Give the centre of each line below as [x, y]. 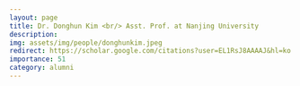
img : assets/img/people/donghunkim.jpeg [86, 43]
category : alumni [42, 68]
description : [34, 34]
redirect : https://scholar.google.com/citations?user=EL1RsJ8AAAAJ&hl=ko [150, 51]
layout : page [34, 17]
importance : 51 [38, 59]
